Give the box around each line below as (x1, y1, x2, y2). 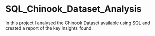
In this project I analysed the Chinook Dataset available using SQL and (5, 20, 150, 26)
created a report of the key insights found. (5, 25, 93, 31)
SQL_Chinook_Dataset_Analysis (5, 3, 142, 15)
